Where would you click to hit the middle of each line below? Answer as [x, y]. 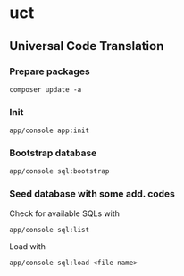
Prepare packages [50, 71]
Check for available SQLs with [65, 213]
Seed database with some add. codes [92, 194]
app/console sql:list [50, 230]
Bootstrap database [53, 153]
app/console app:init [50, 131]
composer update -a [46, 89]
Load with [28, 246]
